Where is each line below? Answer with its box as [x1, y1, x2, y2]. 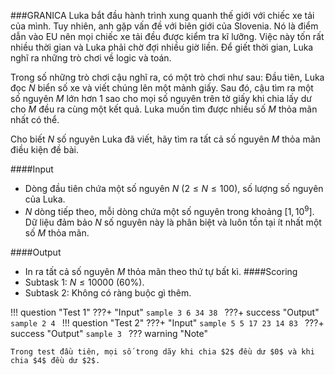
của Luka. [24, 193, 66, 205]
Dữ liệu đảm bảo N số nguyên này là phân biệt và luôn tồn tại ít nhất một [24, 216, 322, 228]
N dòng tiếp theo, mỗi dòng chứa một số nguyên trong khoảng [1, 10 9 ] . [24, 204, 315, 217]
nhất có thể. [10, 114, 60, 125]
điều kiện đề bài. [10, 144, 79, 155]
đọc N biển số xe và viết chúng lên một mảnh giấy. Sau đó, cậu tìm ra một [10, 82, 314, 94]
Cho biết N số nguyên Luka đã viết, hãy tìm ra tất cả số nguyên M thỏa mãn [10, 133, 321, 145]
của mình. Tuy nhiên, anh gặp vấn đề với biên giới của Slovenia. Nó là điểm [10, 20, 319, 32]
